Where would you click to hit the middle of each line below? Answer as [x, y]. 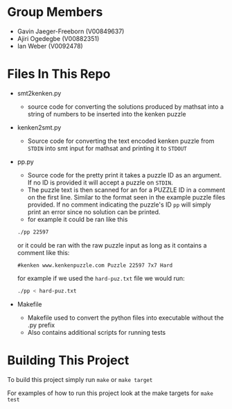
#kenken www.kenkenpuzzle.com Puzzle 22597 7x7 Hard [95, 265]
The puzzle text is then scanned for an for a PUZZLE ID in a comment [126, 190]
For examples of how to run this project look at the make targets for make [110, 393]
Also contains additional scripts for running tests [97, 332]
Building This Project [68, 360]
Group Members [55, 12]
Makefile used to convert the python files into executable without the [125, 317]
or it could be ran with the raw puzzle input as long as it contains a [112, 245]
